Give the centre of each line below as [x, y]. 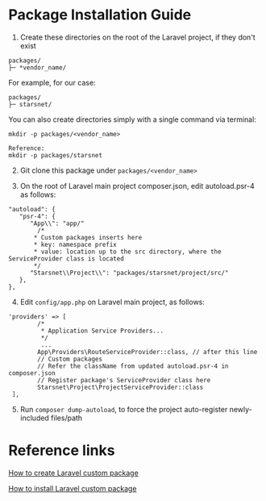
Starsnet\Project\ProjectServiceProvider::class [121, 387]
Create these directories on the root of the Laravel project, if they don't [137, 37]
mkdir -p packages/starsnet [56, 155]
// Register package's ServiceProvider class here [124, 380]
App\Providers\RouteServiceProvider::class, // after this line [148, 352]
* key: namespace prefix [75, 244]
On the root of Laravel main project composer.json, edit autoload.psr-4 [137, 186]
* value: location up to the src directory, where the [127, 252]
